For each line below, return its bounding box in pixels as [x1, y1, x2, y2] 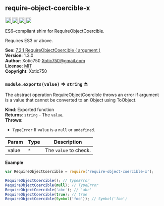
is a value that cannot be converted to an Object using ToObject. [5, 97, 137, 103]
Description [54, 139, 82, 146]
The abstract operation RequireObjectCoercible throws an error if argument [5, 92, 160, 98]
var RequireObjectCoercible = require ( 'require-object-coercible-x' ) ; [5, 169, 154, 174]
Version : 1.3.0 [5, 52, 34, 58]
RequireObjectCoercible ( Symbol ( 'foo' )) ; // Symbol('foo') [5, 197, 127, 202]
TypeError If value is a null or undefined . [12, 127, 95, 133]
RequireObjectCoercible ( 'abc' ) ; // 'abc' [5, 187, 92, 192]
